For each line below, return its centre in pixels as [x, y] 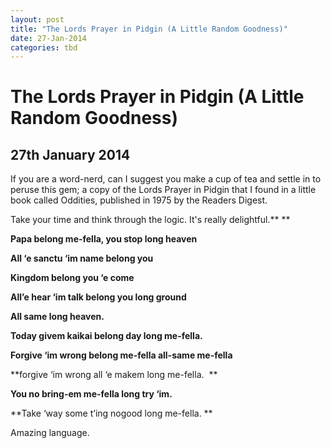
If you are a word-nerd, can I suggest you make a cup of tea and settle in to [166, 179]
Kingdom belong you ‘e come [72, 278]
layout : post [37, 19]
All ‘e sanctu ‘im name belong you [82, 258]
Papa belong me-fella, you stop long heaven [104, 239]
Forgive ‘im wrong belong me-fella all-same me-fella [121, 355]
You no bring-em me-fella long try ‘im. [91, 394]
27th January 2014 [70, 154]
